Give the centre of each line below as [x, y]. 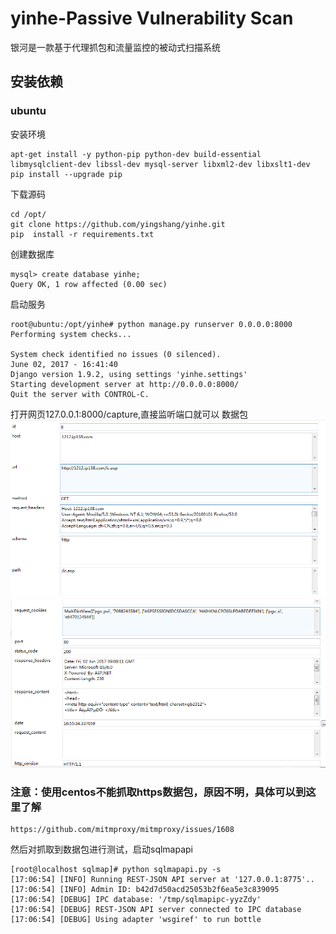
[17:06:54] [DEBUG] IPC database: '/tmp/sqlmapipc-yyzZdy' [136, 899]
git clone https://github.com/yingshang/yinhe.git [118, 224]
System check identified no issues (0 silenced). [116, 354]
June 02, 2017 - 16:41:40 [64, 364]
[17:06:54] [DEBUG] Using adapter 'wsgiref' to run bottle [136, 919]
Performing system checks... [71, 334]
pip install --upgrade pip [66, 174]
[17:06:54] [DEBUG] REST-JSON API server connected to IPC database [156, 909]
